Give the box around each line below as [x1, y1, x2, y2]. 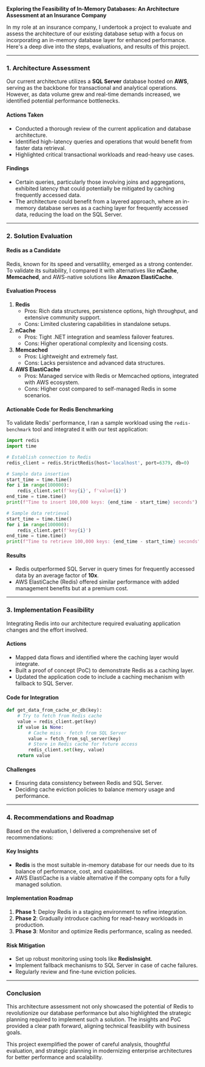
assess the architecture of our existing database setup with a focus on [6, 30, 183, 37]
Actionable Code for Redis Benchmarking [6, 405, 113, 413]
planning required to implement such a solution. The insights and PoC [6, 1016, 181, 1023]
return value [17, 753, 51, 759]
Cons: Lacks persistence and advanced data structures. [24, 360, 165, 367]
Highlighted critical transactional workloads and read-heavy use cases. [15, 151, 195, 158]
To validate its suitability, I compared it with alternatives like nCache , [6, 267, 179, 274]
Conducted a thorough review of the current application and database [15, 125, 191, 132]
